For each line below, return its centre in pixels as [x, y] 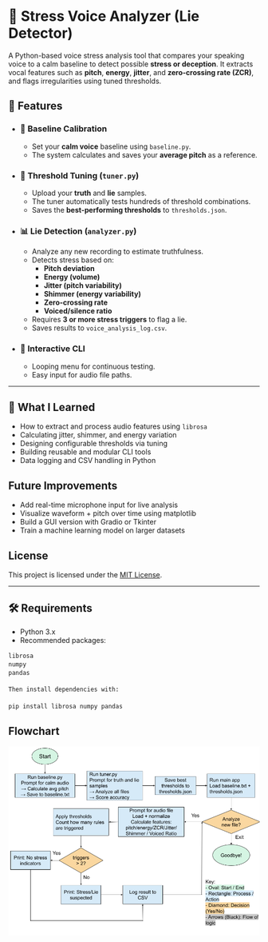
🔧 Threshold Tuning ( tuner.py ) [79, 175]
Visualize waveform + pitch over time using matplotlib [108, 513]
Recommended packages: [63, 640]
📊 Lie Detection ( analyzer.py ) [78, 231]
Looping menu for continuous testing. [93, 366]
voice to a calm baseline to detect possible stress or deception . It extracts [131, 64]
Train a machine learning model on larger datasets [102, 530]
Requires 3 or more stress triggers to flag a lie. [109, 320]
